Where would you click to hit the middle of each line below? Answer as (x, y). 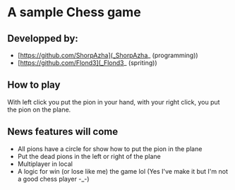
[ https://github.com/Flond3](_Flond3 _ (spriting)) (87, 63)
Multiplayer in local (45, 164)
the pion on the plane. (39, 109)
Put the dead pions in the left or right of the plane (89, 156)
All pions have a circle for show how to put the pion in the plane (110, 148)
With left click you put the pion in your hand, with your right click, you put (114, 102)
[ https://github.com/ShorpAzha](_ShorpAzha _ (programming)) (108, 55)
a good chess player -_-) (53, 179)
